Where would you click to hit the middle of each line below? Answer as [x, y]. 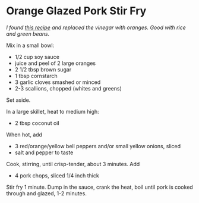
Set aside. [18, 100]
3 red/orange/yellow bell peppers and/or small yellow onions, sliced [98, 146]
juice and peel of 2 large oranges [55, 63]
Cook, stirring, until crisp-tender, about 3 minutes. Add [73, 164]
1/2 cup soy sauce [37, 57]
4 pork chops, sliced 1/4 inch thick [57, 175]
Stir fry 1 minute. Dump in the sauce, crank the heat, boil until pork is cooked [99, 187]
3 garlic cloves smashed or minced [58, 82]
